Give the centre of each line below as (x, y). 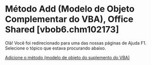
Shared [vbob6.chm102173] (62, 30)
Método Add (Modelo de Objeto (70, 9)
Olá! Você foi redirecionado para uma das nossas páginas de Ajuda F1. (76, 43)
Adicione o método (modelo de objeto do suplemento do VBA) (67, 57)
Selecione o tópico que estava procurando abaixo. (56, 48)
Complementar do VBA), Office (69, 19)
